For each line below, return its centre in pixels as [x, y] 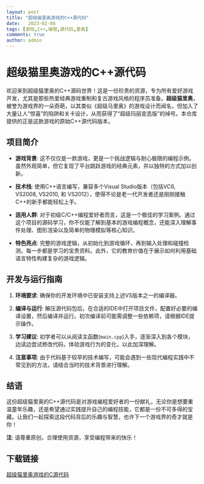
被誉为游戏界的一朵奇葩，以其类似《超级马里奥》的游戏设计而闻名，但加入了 [102, 106]
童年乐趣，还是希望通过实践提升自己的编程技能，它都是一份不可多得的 [99, 409]
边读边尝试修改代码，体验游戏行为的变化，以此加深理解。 [87, 344]
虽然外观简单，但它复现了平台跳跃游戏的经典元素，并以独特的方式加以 [103, 166]
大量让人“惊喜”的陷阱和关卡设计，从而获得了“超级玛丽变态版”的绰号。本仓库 [102, 113]
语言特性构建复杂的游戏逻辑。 [52, 258]
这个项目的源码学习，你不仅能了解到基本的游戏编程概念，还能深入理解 [103, 222]
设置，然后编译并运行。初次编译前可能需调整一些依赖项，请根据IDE [105, 316]
